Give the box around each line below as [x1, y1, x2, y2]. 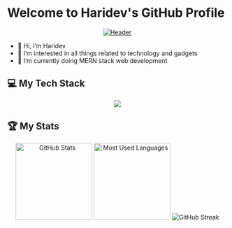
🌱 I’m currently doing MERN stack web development [17, 56, 168, 64]
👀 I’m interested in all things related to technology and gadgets [17, 49, 198, 57]
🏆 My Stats [7, 120, 59, 132]
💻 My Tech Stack [7, 78, 85, 90]
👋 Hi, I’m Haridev [17, 41, 66, 50]
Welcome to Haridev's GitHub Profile [7, 5, 225, 21]
